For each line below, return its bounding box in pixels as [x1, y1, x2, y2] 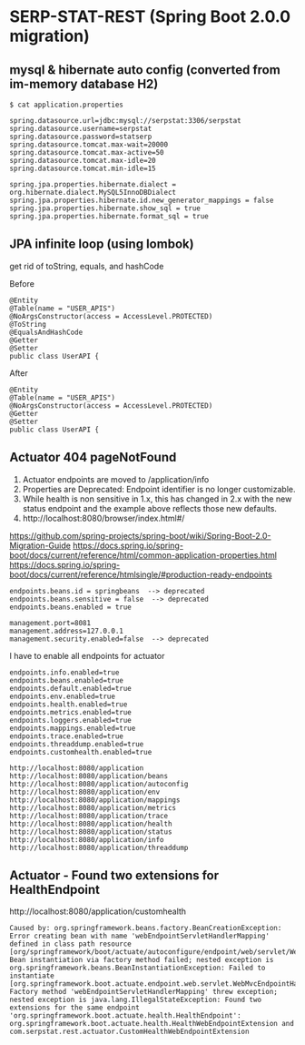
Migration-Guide [9, 540, 71, 551]
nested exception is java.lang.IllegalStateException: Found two [9, 995, 261, 1005]
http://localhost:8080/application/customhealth [9, 906, 187, 917]
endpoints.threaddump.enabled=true [9, 739, 144, 748]
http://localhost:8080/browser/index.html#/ [22, 512, 185, 523]
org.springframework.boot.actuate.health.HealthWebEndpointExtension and [9, 1020, 295, 1029]
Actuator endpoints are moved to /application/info [22, 473, 210, 484]
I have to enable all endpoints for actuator [9, 650, 165, 661]
